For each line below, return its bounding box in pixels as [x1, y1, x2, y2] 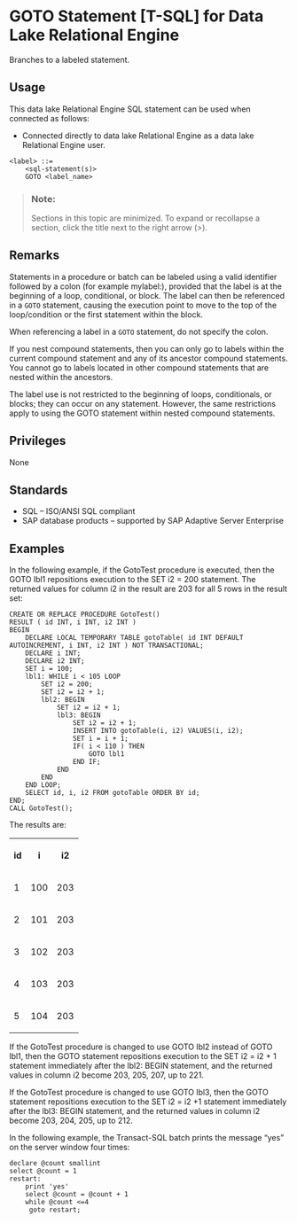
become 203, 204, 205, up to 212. [9, 1115, 133, 1126]
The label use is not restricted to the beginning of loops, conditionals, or [9, 388, 272, 400]
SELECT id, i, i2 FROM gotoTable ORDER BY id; [25, 789, 200, 798]
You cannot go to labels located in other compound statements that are [9, 362, 269, 373]
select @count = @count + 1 [25, 1190, 129, 1199]
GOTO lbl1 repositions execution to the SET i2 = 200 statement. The [9, 574, 256, 585]
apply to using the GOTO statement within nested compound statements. [9, 408, 276, 418]
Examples [9, 541, 65, 556]
